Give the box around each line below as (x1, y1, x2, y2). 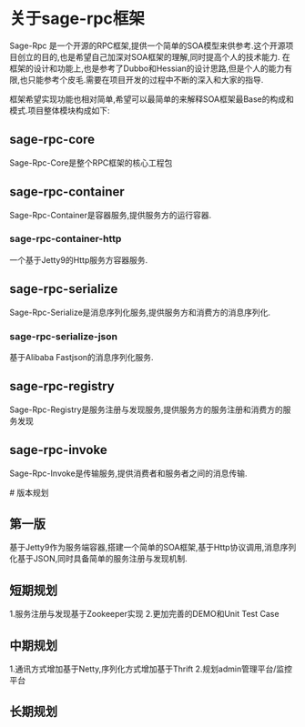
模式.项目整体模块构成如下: (9, 105, 111, 116)
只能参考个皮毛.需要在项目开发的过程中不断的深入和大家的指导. (27, 74, 264, 85)
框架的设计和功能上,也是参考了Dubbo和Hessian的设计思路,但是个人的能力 (9, 63, 285, 74)
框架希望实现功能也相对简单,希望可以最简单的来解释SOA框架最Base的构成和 (9, 93, 294, 105)
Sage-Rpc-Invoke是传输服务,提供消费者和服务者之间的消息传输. (9, 468, 248, 479)
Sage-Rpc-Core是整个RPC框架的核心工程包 (9, 157, 173, 168)
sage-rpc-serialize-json (9, 329, 118, 342)
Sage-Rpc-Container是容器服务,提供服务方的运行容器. (9, 209, 212, 220)
